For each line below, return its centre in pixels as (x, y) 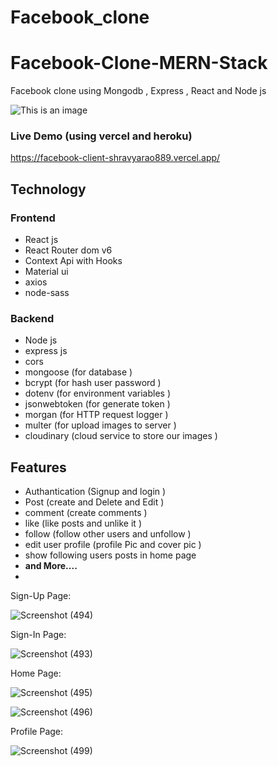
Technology (48, 189)
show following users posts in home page (110, 555)
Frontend (33, 218)
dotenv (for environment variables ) (98, 393)
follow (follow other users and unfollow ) (108, 534)
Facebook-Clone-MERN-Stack (139, 63)
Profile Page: (37, 732)
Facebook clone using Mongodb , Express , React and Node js (138, 91)
